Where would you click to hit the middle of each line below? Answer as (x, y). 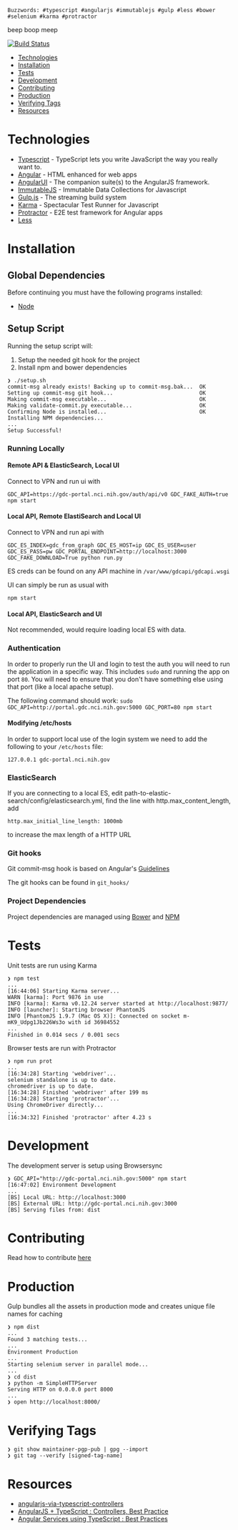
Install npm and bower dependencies (72, 367)
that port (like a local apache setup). (61, 687)
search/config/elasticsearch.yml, (56, 801)
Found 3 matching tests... (48, 1340)
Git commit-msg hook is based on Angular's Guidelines (89, 869)
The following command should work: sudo (70, 700)
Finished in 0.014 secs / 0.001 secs (64, 1035)
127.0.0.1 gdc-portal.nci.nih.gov (59, 760)
